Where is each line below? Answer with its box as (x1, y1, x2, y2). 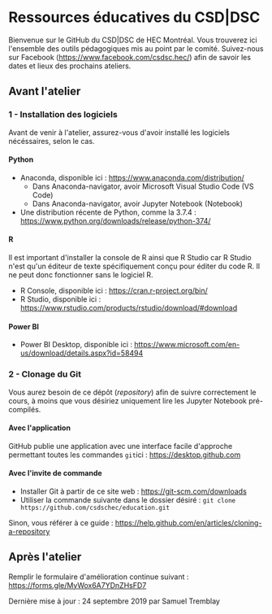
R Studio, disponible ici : (19, 294, 101, 304)
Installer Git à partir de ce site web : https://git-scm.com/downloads (19, 486, 248, 496)
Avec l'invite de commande (8, 468, 103, 478)
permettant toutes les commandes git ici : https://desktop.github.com (8, 450, 241, 459)
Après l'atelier (8, 550, 82, 564)
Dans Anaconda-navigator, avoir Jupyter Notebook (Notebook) (32, 198, 244, 208)
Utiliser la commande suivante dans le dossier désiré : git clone (19, 494, 236, 504)
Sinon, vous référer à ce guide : (8, 517, 114, 528)
